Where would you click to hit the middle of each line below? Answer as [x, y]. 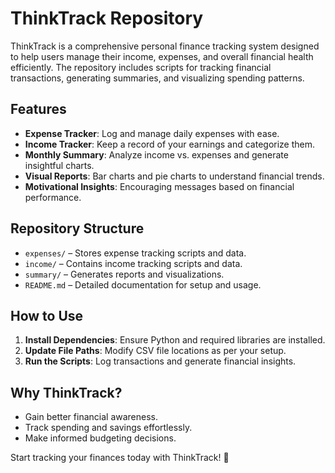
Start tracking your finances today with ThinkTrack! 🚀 [120, 458]
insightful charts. [59, 165]
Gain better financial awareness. [91, 417]
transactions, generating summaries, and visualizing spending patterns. [157, 78]
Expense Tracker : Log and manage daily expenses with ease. [152, 133]
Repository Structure [77, 228]
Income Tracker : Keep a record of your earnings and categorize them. [170, 144]
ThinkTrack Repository [107, 18]
